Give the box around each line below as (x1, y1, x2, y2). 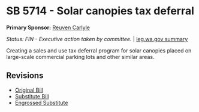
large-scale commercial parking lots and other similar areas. (6, 53, 155, 60)
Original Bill (14, 86, 44, 94)
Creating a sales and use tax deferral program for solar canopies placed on (6, 46, 192, 54)
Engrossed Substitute (14, 99, 68, 106)
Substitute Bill (14, 92, 49, 99)
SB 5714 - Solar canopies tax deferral (6, 4, 195, 18)
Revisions (6, 70, 44, 81)
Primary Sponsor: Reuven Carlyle (6, 24, 90, 31)
